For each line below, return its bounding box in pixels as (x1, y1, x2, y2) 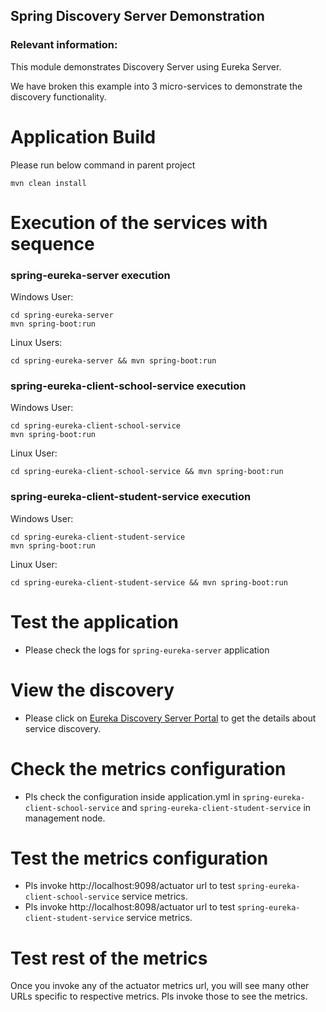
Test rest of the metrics (10, 947, 208, 969)
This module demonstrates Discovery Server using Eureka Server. (10, 60, 282, 73)
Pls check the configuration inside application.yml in (24, 790, 240, 803)
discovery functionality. (10, 90, 107, 103)
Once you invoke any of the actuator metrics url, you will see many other (10, 980, 310, 992)
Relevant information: (10, 38, 118, 52)
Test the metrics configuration (10, 847, 269, 869)
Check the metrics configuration (10, 757, 287, 780)
